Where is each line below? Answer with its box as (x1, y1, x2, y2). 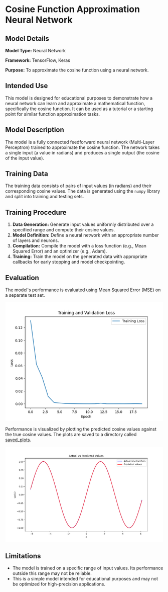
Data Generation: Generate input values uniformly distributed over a (12, 221, 154, 227)
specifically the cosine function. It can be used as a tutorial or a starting (5, 106, 153, 112)
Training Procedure (5, 208, 67, 217)
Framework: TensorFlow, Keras (5, 57, 70, 63)
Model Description (5, 126, 64, 134)
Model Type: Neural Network (5, 48, 66, 53)
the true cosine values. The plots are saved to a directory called (5, 432, 137, 438)
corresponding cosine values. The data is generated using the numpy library (5, 188, 160, 194)
